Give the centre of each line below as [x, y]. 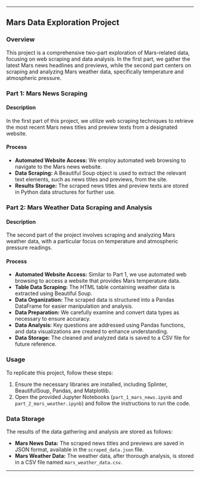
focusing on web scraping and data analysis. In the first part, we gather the [98, 59]
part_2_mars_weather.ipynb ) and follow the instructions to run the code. [102, 403]
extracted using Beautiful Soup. [53, 293]
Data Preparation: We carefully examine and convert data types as [97, 312]
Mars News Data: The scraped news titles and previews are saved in [99, 443]
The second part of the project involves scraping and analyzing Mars [91, 235]
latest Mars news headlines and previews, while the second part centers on [99, 65]
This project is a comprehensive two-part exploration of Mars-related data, [98, 52]
